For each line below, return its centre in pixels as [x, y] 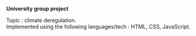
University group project [37, 9]
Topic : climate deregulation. [41, 20]
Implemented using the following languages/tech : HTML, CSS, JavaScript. [98, 27]
